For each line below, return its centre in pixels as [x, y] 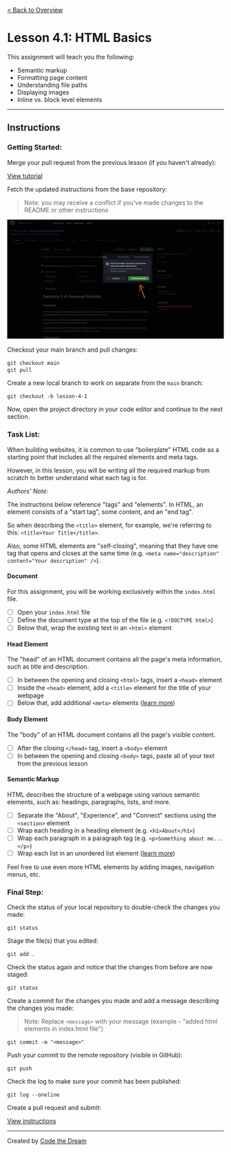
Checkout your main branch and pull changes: [73, 350]
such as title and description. [48, 667]
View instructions [32, 1121]
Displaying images [43, 92]
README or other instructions [66, 210]
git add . [21, 955]
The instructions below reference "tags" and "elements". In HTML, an [106, 504]
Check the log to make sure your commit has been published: [94, 1082]
